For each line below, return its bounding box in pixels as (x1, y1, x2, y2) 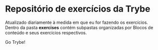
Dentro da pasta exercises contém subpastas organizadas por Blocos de (5, 24, 154, 30)
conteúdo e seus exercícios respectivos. (5, 30, 87, 35)
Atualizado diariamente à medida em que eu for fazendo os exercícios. (5, 19, 149, 25)
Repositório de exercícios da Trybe (5, 3, 151, 15)
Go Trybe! (5, 39, 26, 45)
